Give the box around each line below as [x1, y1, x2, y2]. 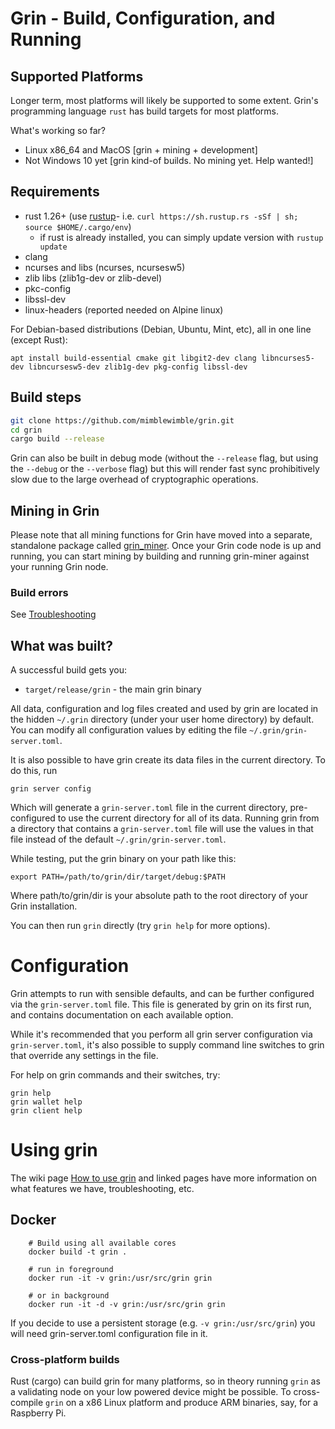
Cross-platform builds [10, 1352, 120, 1366]
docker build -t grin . [28, 1247, 128, 1257]
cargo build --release [10, 434, 105, 444]
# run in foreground [28, 1264, 114, 1274]
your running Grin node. [10, 561, 109, 573]
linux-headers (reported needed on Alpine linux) [24, 303, 224, 316]
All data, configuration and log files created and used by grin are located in [10, 703, 319, 715]
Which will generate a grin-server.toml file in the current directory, [10, 802, 288, 814]
